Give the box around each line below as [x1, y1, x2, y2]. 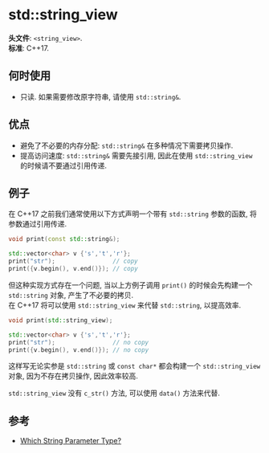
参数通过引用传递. [8, 219, 67, 229]
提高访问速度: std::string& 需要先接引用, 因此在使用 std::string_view [19, 150, 253, 160]
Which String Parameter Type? [19, 436, 122, 446]
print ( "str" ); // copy [8, 257, 138, 266]
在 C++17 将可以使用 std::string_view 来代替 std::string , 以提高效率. [8, 300, 242, 310]
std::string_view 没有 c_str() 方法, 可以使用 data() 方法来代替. [8, 388, 221, 398]
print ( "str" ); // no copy [8, 338, 149, 346]
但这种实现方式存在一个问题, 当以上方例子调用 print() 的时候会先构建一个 [8, 280, 253, 290]
